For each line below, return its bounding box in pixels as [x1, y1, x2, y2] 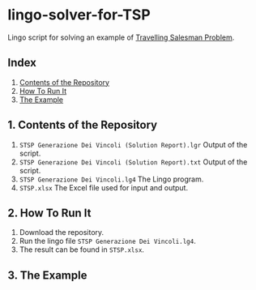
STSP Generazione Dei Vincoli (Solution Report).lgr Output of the [19, 139, 248, 149]
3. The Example [7, 268, 87, 282]
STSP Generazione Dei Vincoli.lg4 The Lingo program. [19, 174, 204, 184]
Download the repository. [19, 228, 105, 237]
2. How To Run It [7, 206, 92, 220]
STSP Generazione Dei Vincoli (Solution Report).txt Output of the [19, 156, 248, 167]
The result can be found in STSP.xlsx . [19, 245, 145, 254]
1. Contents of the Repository [7, 118, 158, 132]
